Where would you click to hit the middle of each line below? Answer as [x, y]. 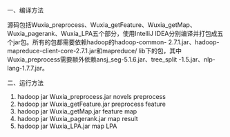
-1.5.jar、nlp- [197, 60]
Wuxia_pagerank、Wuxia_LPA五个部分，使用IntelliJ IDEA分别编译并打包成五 [115, 34]
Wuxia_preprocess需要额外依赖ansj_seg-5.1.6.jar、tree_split [92, 60]
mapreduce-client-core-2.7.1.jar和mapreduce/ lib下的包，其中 [94, 51]
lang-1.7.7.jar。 [28, 68]
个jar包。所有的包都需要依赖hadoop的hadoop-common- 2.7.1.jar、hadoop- [113, 42]
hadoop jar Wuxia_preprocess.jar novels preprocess [91, 97]
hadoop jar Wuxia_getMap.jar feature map [77, 111]
